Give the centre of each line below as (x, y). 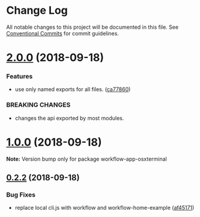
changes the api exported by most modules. (69, 118)
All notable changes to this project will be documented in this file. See (92, 27)
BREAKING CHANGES (38, 105)
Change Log (37, 10)
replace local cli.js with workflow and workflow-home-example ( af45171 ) (105, 208)
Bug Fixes (21, 194)
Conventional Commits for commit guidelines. (62, 33)
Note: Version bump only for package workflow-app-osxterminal (86, 159)
